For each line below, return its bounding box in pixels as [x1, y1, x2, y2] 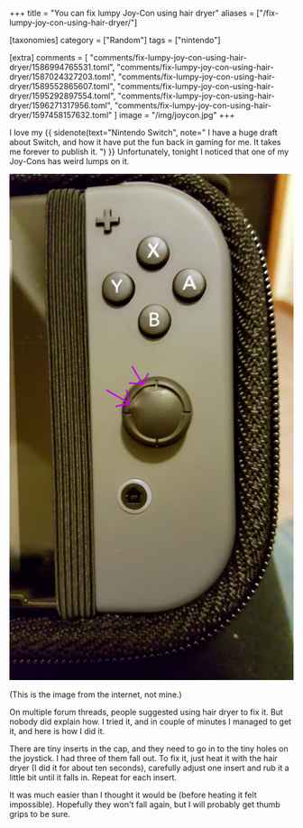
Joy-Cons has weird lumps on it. [9, 156, 130, 166]
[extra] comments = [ [9, 52, 88, 62]
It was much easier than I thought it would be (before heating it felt [9, 789, 257, 800]
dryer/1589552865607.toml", [9, 81, 115, 91]
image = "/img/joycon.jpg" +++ [118, 110, 235, 120]
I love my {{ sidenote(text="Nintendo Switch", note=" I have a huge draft [9, 127, 278, 138]
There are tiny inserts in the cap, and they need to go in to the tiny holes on [9, 743, 289, 754]
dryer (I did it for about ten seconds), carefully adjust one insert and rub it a [9, 762, 290, 773]
